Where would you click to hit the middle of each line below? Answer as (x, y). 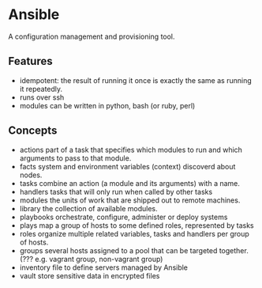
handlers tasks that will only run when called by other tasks (116, 191)
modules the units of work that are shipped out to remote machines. (130, 200)
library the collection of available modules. (88, 208)
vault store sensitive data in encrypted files (90, 275)
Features (30, 61)
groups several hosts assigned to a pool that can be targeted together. (134, 250)
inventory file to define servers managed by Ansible (103, 267)
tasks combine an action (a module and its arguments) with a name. (130, 183)
